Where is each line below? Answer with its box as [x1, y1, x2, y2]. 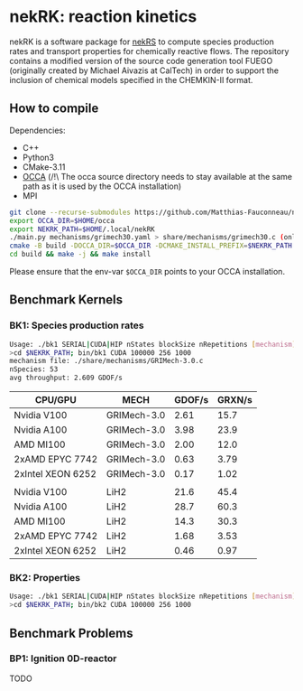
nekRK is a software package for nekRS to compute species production [9, 36, 275, 47]
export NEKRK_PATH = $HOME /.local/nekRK [9, 224, 155, 234]
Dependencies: [9, 125, 66, 135]
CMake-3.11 [22, 161, 66, 173]
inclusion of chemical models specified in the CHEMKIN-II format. [9, 74, 253, 85]
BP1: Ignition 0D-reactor [9, 652, 117, 665]
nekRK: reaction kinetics [9, 6, 197, 27]
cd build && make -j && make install [9, 250, 151, 259]
